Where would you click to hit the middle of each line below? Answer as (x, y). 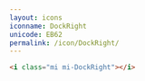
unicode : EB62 (36, 34)
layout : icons (36, 18)
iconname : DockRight (48, 26)
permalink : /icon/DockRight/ (64, 43)
